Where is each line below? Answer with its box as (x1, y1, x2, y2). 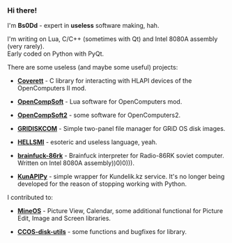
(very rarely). (7, 42, 45, 51)
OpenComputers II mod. (17, 84, 87, 93)
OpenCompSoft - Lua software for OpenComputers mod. (17, 97, 183, 106)
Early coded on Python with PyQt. (7, 49, 105, 58)
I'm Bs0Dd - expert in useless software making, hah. (7, 22, 160, 30)
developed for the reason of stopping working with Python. (17, 180, 187, 188)
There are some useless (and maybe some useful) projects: (7, 63, 178, 72)
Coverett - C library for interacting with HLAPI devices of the (17, 77, 192, 85)
